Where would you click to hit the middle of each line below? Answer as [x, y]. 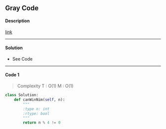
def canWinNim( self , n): [40, 99]
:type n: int [36, 109]
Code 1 [12, 75]
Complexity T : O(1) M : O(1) [45, 86]
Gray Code [22, 8]
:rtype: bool [36, 114]
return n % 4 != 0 [42, 123]
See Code [22, 59]
